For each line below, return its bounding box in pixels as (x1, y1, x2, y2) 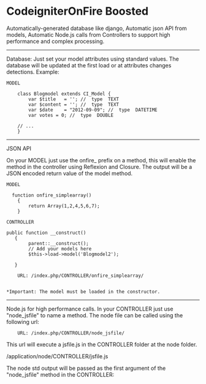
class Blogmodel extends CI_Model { (17, 91, 112, 97)
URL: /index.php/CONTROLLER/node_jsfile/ (17, 329, 124, 336)
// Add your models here (28, 246, 92, 252)
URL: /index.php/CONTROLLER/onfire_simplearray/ (17, 273, 144, 279)
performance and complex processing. (6, 37, 105, 45)
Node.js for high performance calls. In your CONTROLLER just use (6, 305, 174, 312)
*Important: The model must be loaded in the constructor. (6, 288, 161, 295)
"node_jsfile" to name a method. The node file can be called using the (6, 311, 183, 319)
